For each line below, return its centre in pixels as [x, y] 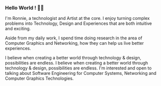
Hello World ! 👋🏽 [25, 8]
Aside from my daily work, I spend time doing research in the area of [74, 38]
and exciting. [18, 29]
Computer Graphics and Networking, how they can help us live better [75, 43]
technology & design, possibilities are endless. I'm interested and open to [78, 68]
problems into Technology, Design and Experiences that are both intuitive [79, 23]
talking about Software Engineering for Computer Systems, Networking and [81, 73]
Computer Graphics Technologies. [39, 78]
